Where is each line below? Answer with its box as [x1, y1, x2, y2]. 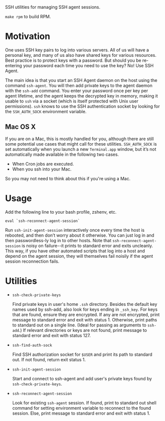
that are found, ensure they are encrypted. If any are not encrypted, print [12, 311, 160, 318]
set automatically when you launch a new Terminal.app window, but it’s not [5, 146, 157, 152]
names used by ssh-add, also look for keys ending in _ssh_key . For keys [12, 306, 158, 312]
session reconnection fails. [5, 258, 60, 264]
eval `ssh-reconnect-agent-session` [5, 218, 80, 223]
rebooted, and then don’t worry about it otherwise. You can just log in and [5, 232, 155, 238]
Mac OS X [5, 123, 36, 131]
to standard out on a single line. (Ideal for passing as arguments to [12, 322, 146, 328]
